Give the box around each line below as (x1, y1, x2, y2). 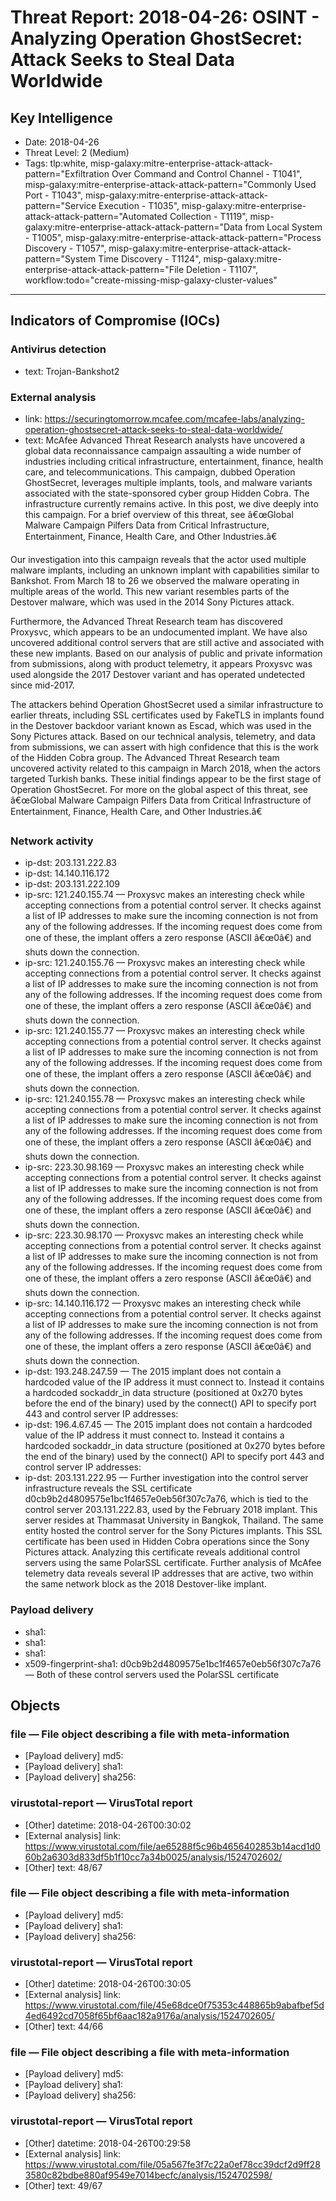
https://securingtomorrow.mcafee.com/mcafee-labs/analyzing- (44, 412, 306, 425)
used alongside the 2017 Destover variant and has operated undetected (10, 668, 306, 680)
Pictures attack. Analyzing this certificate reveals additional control (24, 1546, 301, 1558)
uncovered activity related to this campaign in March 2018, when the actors (10, 762, 321, 774)
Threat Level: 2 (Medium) (24, 147, 130, 158)
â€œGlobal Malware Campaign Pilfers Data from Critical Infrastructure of (10, 794, 312, 806)
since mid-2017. (10, 679, 75, 691)
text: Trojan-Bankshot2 (24, 365, 120, 377)
